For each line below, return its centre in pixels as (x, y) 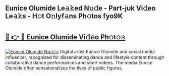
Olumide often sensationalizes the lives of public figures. (64, 68)
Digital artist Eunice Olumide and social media (107, 52)
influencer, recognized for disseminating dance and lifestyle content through (85, 57)
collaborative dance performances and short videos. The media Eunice (79, 63)
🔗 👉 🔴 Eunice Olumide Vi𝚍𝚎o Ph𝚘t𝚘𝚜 (65, 37)
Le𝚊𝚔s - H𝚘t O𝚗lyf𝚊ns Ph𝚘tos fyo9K (64, 16)
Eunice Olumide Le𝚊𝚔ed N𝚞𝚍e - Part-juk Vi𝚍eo (80, 8)
